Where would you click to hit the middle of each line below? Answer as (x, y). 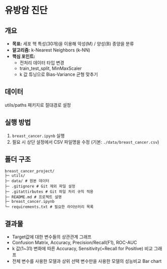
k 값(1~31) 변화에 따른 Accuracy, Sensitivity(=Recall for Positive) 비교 (82, 249)
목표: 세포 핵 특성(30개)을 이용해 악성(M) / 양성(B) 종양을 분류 (73, 44)
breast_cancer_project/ (30, 171)
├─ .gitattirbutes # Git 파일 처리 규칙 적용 (49, 192)
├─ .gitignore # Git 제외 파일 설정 (40, 187)
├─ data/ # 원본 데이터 (27, 181)
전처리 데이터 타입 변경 (42, 63)
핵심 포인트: (24, 56)
